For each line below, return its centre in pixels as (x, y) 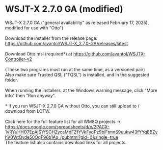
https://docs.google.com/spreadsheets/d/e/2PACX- (57, 126)
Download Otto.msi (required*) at (39, 54)
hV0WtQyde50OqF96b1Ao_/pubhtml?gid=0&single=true (62, 137)
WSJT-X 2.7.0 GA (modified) (64, 9)
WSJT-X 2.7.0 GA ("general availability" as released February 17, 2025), (77, 23)
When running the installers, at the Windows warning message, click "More (81, 90)
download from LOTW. (28, 111)
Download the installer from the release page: (51, 38)
